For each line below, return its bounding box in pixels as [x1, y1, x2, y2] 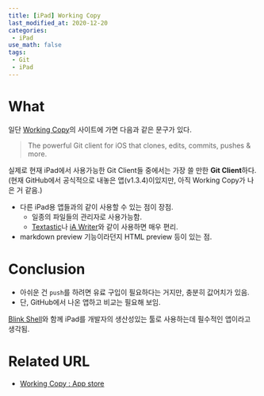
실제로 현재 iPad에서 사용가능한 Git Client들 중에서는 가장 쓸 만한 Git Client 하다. [8, 165, 257, 175]
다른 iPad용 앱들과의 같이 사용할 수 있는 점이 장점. [19, 202, 174, 211]
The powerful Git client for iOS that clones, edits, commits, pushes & [27, 140, 251, 150]
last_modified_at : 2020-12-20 [8, 19, 109, 27]
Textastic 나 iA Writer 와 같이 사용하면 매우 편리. [31, 221, 178, 231]
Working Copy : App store [19, 379, 105, 388]
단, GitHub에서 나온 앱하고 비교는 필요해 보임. [19, 297, 161, 306]
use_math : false [8, 41, 62, 49]
